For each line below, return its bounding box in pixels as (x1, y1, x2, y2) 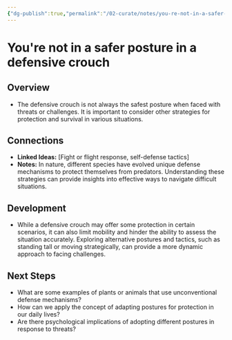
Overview (7, 82, 50, 94)
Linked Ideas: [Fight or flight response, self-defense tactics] (17, 153, 190, 161)
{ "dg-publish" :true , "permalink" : (7, 10, 104, 17)
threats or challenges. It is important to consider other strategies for (17, 108, 211, 116)
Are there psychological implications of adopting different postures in (17, 318, 215, 326)
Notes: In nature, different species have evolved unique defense (17, 160, 201, 169)
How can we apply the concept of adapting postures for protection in (17, 303, 214, 311)
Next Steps (7, 270, 56, 281)
